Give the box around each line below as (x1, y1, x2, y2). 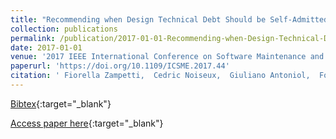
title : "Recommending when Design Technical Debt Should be (10, 14, 267, 25)
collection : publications (10, 24, 118, 34)
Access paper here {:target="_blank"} (10, 117, 164, 129)
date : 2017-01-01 (10, 42, 83, 53)
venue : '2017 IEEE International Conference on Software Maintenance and (10, 52, 325, 62)
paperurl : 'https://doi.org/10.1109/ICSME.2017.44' (10, 61, 230, 71)
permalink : (10, 33, 56, 43)
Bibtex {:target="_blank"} (10, 97, 112, 110)
